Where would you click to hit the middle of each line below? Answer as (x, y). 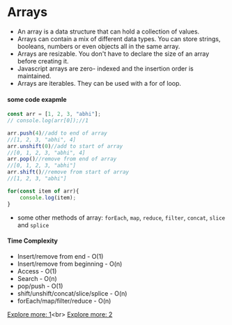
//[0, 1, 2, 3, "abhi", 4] (46, 153)
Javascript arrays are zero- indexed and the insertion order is (105, 68)
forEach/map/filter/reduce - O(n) (64, 301)
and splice (33, 225)
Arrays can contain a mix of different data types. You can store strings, (119, 38)
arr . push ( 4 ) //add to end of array (57, 133)
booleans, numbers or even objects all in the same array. (99, 46)
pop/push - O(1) (40, 286)
